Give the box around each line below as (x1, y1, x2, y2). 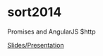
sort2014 (7, 4, 62, 20)
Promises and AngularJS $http (7, 27, 96, 36)
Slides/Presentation (7, 41, 65, 49)
